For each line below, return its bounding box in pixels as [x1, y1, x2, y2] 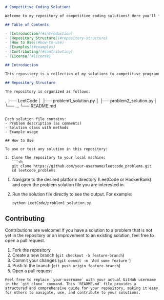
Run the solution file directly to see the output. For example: [12, 191, 133, 197]
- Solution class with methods [5, 125, 69, 130]
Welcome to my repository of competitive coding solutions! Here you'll [5, 13, 156, 18]
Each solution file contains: [5, 117, 67, 122]
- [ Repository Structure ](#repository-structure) [5, 36, 108, 41]
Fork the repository [12, 247, 51, 253]
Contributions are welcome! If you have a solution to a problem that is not [5, 227, 153, 233]
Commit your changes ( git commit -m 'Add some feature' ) [12, 257, 131, 263]
